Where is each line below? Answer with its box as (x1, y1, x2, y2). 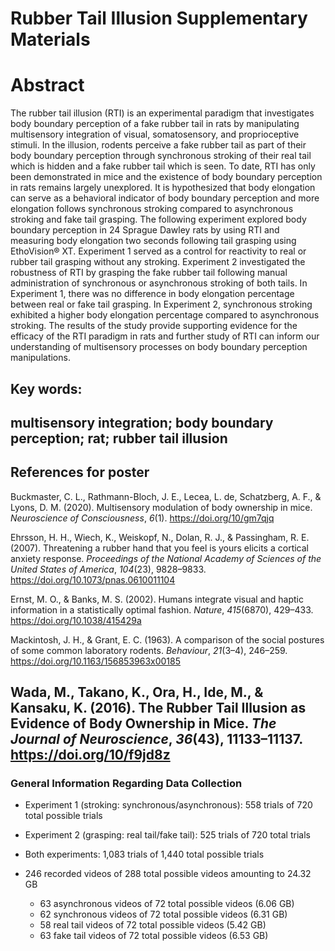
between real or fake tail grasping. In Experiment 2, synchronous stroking (10, 298, 313, 311)
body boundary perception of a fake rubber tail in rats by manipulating (10, 118, 300, 130)
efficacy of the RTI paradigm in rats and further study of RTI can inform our (10, 330, 320, 342)
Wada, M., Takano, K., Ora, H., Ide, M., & (10, 684, 264, 701)
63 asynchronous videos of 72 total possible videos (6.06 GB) (39, 898, 295, 910)
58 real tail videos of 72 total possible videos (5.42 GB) (39, 919, 267, 931)
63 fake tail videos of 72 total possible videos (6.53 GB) (39, 930, 269, 942)
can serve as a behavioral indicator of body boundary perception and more (10, 192, 320, 204)
